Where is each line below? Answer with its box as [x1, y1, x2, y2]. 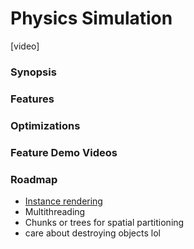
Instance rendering [24, 195, 103, 207]
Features [10, 92, 55, 106]
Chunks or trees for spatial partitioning [24, 216, 185, 228]
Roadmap [10, 172, 58, 186]
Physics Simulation [10, 7, 173, 30]
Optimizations [10, 118, 81, 132]
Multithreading [24, 205, 86, 217]
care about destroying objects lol [24, 227, 161, 239]
